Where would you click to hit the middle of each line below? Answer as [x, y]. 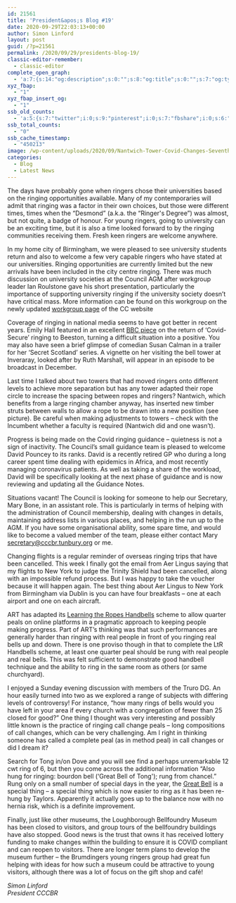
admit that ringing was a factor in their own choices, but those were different [118, 205]
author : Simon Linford [40, 33]
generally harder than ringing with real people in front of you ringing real [112, 637]
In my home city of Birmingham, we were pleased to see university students [117, 249]
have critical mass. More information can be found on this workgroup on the [117, 301]
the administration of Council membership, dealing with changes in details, [115, 512]
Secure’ [18, 337]
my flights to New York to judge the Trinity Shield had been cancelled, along [117, 571]
